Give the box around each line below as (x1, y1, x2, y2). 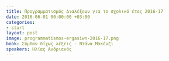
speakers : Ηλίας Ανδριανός (6, 46, 72, 52)
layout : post (6, 30, 38, 36)
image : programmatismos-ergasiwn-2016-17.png (6, 35, 119, 41)
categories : (6, 19, 35, 25)
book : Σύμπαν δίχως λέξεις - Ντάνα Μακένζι (6, 41, 114, 47)
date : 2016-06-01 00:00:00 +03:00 (6, 14, 91, 20)
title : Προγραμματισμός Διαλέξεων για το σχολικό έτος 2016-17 (6, 8, 164, 15)
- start (6, 24, 25, 31)
